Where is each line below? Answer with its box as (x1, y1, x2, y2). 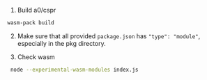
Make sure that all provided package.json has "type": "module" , (17, 31, 201, 40)
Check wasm (17, 52, 56, 61)
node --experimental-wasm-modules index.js (10, 66, 139, 73)
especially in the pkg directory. (17, 39, 106, 47)
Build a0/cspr (17, 6, 56, 14)
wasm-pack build (7, 19, 54, 26)
